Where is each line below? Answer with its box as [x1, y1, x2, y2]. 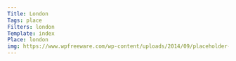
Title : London [7, 10, 49, 18]
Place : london [7, 36, 49, 43]
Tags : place [7, 17, 42, 24]
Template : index [7, 29, 55, 37]
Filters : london [7, 23, 55, 30]
